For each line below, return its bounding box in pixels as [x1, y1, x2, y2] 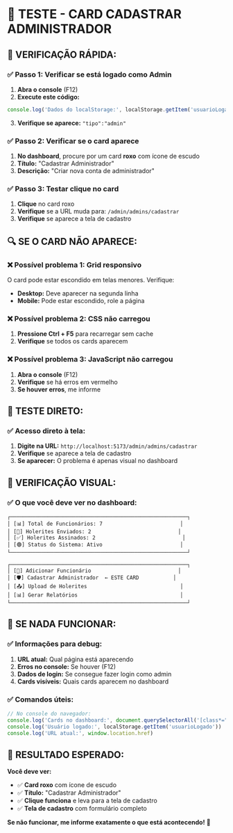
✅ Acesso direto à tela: [7, 426, 85, 435]
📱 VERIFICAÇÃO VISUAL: [7, 476, 116, 489]
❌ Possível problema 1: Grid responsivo [7, 260, 142, 270]
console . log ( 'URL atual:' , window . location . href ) [7, 729, 154, 736]
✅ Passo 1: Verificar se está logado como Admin [7, 70, 172, 79]
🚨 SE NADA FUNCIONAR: [7, 618, 116, 630]
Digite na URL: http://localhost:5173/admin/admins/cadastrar [17, 442, 198, 451]
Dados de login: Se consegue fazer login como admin [17, 670, 172, 678]
